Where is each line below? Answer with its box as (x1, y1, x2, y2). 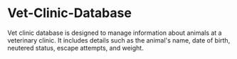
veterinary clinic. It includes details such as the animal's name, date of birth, (7, 36, 231, 44)
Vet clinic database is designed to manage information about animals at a (7, 28, 222, 37)
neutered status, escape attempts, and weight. (7, 43, 144, 52)
